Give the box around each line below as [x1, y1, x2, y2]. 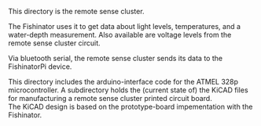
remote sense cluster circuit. [8, 38, 101, 48]
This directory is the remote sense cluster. [8, 7, 145, 16]
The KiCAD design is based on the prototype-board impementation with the [8, 102, 253, 111]
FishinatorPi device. [8, 62, 72, 71]
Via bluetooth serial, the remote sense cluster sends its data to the [8, 54, 222, 63]
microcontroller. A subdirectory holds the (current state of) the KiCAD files [8, 85, 249, 95]
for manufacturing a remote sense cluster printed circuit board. [8, 94, 212, 103]
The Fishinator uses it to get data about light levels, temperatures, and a [8, 22, 241, 31]
